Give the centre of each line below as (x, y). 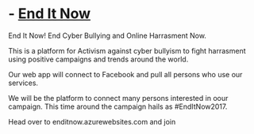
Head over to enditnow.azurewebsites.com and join (92, 121)
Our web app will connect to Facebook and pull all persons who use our (125, 74)
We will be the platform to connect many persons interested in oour (118, 98)
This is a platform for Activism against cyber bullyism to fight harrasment (127, 50)
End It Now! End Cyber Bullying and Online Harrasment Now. (107, 35)
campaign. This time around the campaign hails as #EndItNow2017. (118, 106)
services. (23, 83)
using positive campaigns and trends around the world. (98, 59)
